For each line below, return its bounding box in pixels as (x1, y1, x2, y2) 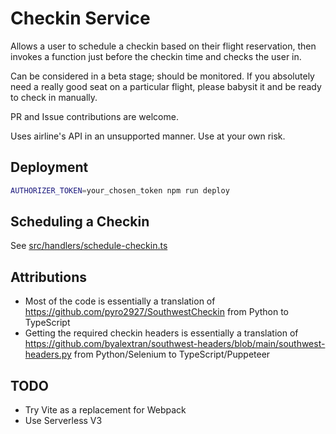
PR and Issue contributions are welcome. (10, 110, 179, 122)
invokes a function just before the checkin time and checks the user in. (10, 50, 302, 62)
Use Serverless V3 (24, 415, 103, 427)
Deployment (10, 159, 89, 176)
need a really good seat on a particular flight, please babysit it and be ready (10, 80, 322, 92)
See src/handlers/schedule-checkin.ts (10, 240, 168, 252)
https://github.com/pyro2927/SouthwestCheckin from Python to (24, 306, 290, 318)
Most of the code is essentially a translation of (24, 295, 216, 307)
